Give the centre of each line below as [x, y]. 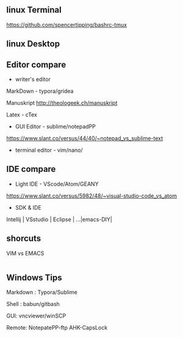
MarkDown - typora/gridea [40, 91]
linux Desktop [33, 44]
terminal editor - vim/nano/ [49, 150]
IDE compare [31, 169]
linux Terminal [34, 10]
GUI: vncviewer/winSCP [36, 316]
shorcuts [24, 239]
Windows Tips [34, 278]
